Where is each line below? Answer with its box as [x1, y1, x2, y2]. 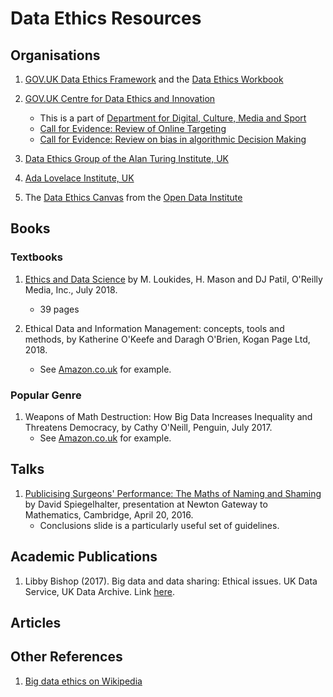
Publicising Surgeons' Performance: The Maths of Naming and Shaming [24, 487, 322, 499]
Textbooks [10, 250, 63, 264]
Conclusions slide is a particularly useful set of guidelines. [39, 519, 280, 531]
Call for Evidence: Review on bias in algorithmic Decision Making [39, 133, 307, 145]
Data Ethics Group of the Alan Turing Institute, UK [24, 153, 229, 164]
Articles [10, 615, 62, 631]
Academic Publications [10, 548, 158, 566]
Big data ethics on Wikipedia [24, 675, 143, 687]
